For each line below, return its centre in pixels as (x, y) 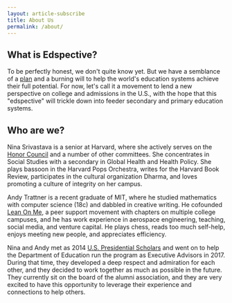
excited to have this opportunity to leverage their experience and (99, 285)
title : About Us (30, 20)
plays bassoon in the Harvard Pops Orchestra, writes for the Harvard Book (113, 169)
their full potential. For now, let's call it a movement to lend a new (100, 86)
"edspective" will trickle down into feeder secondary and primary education (115, 101)
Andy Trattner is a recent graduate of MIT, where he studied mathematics (112, 197)
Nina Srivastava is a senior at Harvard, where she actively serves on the (110, 147)
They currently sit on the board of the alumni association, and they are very (115, 277)
